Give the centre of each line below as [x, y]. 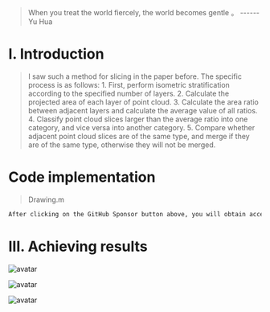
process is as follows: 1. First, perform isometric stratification [129, 84]
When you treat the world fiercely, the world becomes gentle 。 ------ [143, 12]
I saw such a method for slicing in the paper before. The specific [135, 76]
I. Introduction [56, 54]
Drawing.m [46, 199]
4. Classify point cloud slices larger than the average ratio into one [138, 119]
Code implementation [82, 177]
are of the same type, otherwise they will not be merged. [122, 145]
